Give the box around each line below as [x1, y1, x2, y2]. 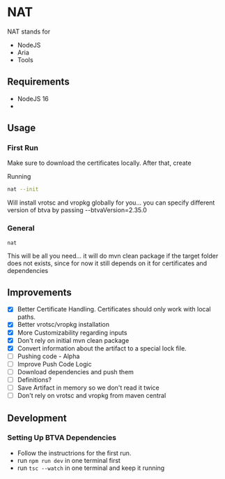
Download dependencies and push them [17, 367, 134, 376]
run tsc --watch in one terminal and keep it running [17, 464, 165, 472]
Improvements [7, 287, 72, 298]
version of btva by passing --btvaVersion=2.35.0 [7, 206, 148, 214]
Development [7, 412, 68, 424]
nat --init [7, 186, 39, 193]
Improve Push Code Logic [17, 360, 92, 368]
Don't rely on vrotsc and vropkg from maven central [17, 392, 166, 400]
